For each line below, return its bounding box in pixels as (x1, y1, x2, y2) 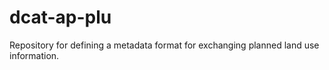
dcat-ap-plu (9, 6, 112, 29)
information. (9, 49, 60, 61)
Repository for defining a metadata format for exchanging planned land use (9, 39, 320, 51)
